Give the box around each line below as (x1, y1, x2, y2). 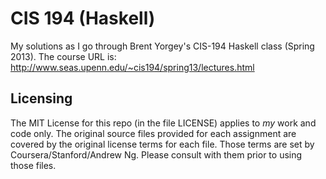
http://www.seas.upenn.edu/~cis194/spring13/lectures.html (10, 61, 255, 73)
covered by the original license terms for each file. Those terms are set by (10, 138, 315, 150)
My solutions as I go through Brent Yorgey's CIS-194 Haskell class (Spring (10, 40, 315, 52)
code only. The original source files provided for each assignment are (10, 127, 297, 139)
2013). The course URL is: (10, 50, 117, 62)
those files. (10, 159, 57, 171)
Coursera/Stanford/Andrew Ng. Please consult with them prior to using (10, 148, 303, 161)
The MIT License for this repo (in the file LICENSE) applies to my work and (10, 117, 317, 129)
